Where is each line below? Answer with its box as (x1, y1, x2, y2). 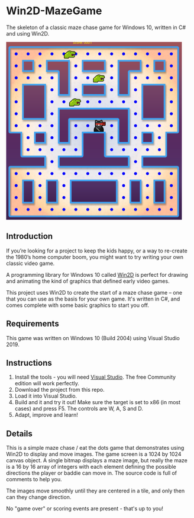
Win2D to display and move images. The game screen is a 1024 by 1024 (6, 450, 182, 458)
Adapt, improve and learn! (14, 411, 79, 418)
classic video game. (6, 260, 55, 267)
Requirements (6, 319, 59, 329)
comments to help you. (6, 476, 62, 483)
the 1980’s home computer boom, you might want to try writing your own (6, 253, 184, 260)
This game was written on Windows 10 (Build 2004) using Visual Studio (6, 334, 180, 341)
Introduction (6, 231, 53, 241)
